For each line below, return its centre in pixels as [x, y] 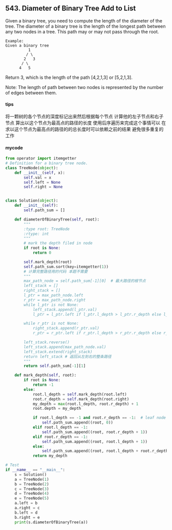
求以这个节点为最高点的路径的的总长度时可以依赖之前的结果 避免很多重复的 [84, 129]
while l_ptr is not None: [51, 305]
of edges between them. [31, 93]
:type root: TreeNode [47, 229]
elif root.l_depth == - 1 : [60, 427]
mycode [14, 147]
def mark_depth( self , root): [46, 376]
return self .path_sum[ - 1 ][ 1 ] [55, 366]
